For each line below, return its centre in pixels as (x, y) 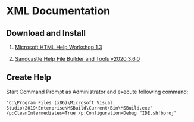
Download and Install (46, 33)
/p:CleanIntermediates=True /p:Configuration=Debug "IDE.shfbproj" (92, 113)
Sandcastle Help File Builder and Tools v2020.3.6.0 (77, 59)
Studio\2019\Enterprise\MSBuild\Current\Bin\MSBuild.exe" (79, 108)
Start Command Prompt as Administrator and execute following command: (97, 92)
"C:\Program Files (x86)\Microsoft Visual (60, 102)
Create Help (29, 78)
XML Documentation (58, 11)
